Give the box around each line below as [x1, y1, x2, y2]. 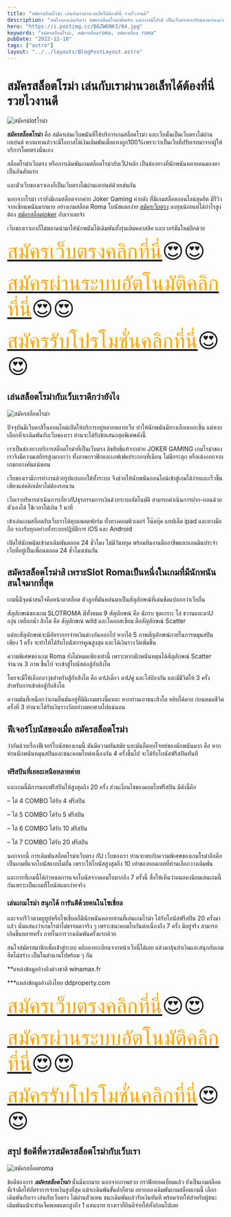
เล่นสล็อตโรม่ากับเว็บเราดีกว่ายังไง [7, 391, 120, 403]
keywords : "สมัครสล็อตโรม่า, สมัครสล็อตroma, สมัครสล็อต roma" [7, 29, 157, 36]
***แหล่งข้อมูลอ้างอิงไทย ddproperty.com [7, 978, 111, 986]
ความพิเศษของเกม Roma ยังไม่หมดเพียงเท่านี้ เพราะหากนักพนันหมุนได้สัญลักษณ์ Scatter [7, 652, 212, 661]
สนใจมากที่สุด [7, 578, 54, 589]
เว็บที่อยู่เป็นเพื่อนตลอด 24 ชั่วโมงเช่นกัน [7, 546, 98, 554]
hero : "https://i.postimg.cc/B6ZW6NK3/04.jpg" [7, 23, 143, 30]
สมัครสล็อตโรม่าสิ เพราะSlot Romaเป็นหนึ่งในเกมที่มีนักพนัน [7, 567, 217, 578]
